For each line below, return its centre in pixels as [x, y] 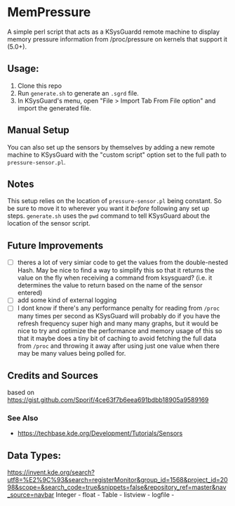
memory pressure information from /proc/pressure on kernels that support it [117, 39]
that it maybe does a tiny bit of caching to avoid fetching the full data [117, 339]
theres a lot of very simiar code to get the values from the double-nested [122, 262]
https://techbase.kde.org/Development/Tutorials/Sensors [100, 434]
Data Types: [34, 455]
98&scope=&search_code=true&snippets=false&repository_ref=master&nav [117, 487]
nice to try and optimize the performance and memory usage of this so [120, 331]
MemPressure [49, 12]
